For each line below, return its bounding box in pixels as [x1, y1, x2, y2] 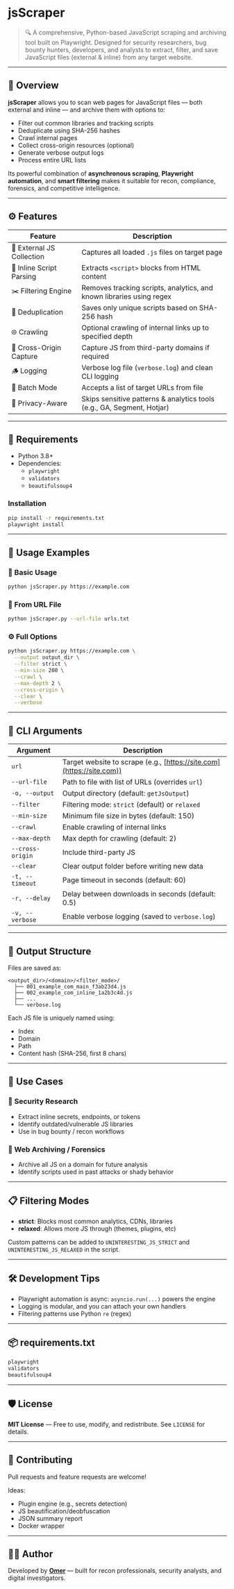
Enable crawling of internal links [62, 823, 167, 832]
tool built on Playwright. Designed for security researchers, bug [24, 38, 207, 47]
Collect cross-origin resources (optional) [17, 141, 135, 149]
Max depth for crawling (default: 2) [62, 834, 176, 843]
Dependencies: [17, 460, 62, 468]
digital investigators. [8, 1574, 66, 1582]
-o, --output [11, 789, 55, 798]
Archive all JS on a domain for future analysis [17, 1160, 148, 1168]
